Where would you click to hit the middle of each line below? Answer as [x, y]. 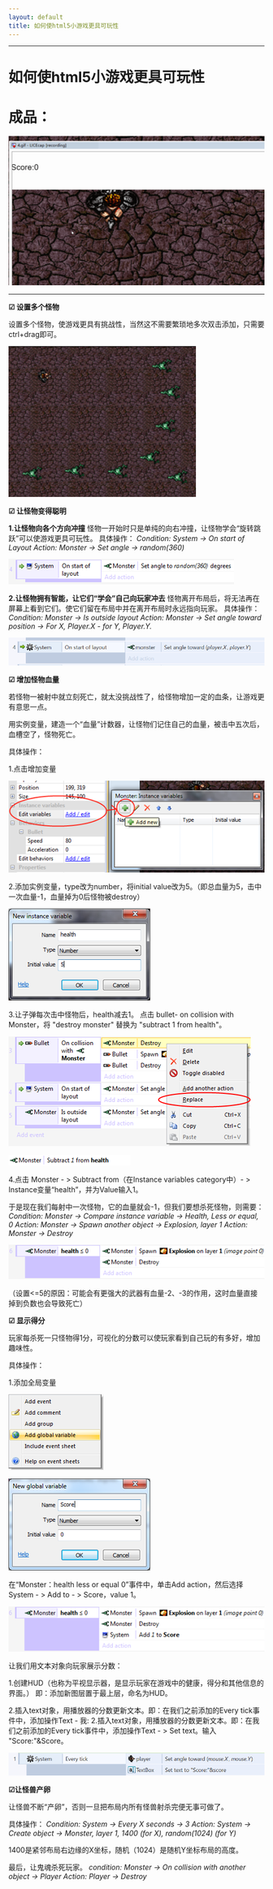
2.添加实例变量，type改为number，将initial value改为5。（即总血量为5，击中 [135, 886]
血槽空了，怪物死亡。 [44, 734]
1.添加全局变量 [32, 1382]
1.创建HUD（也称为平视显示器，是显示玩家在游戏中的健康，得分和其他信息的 [136, 1683]
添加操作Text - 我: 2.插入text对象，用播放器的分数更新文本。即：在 [141, 1720]
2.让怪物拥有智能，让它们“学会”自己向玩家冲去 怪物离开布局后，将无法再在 [134, 599]
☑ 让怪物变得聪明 [37, 511]
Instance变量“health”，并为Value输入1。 [76, 1189]
